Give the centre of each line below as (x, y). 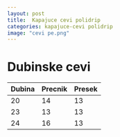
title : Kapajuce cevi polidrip (54, 20)
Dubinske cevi (49, 67)
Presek (86, 89)
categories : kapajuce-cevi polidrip (60, 26)
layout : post (26, 13)
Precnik (54, 89)
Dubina (23, 89)
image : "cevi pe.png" (38, 33)
